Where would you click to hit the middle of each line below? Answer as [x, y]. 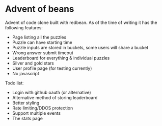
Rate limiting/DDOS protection [42, 108]
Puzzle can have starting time [42, 42]
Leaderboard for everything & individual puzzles [61, 58]
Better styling [26, 103]
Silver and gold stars [33, 63]
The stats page [27, 118]
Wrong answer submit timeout [43, 53]
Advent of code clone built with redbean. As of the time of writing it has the [81, 22]
